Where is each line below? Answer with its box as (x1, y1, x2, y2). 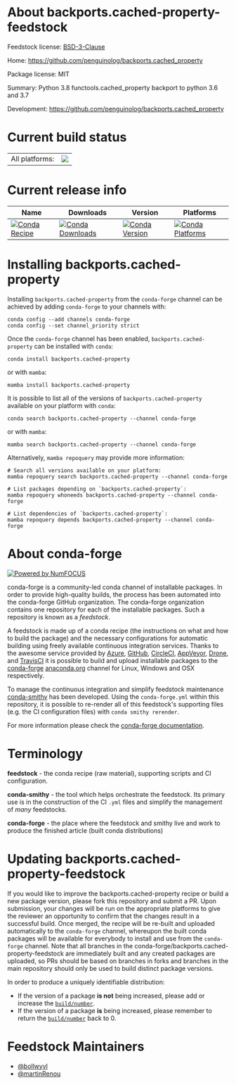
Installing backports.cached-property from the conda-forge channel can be (7, 294, 223, 303)
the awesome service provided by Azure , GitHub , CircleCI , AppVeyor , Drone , (7, 649, 229, 657)
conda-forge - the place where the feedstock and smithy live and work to (7, 819, 221, 827)
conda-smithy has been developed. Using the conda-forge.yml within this (7, 692, 220, 701)
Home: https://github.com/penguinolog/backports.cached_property (7, 56, 203, 64)
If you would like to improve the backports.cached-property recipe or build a (7, 889, 229, 898)
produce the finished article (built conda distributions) (7, 826, 164, 835)
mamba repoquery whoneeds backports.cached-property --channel (7, 491, 197, 499)
